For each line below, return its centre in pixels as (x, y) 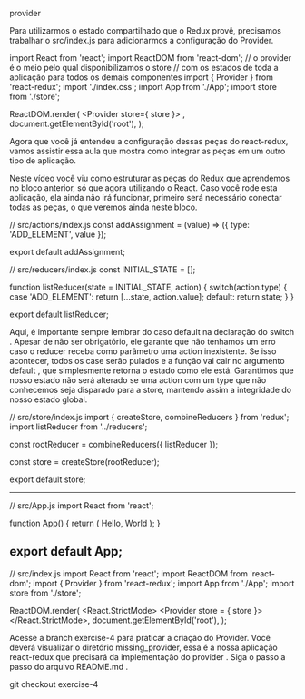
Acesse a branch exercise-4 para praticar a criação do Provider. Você (140, 637)
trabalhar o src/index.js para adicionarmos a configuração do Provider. (142, 40)
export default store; (48, 479)
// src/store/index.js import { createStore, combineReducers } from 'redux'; (149, 417)
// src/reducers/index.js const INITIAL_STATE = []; (103, 270)
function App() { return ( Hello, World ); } (85, 523)
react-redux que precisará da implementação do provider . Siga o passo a (148, 656)
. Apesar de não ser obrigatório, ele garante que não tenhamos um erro (143, 341)
